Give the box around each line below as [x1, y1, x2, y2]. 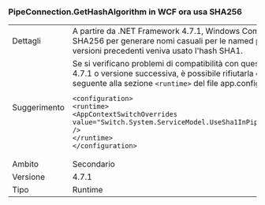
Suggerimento [12, 102, 65, 113]
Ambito [12, 158, 39, 170]
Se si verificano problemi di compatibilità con [72, 58, 239, 69]
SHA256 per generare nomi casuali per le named [72, 35, 254, 47]
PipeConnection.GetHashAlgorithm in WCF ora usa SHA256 [8, 6, 243, 17]
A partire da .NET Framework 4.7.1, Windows [72, 26, 241, 37]
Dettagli [12, 35, 41, 47]
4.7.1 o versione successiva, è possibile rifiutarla [72, 68, 254, 79]
